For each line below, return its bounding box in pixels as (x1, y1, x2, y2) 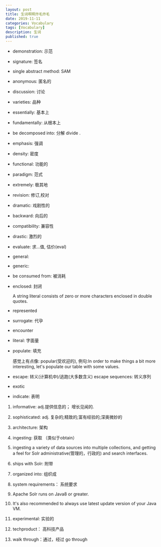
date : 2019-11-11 (5, 16, 41, 21)
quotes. (12, 298, 28, 304)
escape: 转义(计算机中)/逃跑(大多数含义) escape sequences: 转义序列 (12, 373, 152, 380)
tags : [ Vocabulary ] (5, 25, 45, 30)
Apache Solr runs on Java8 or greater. (12, 491, 89, 497)
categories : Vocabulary (5, 20, 54, 26)
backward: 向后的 (12, 213, 48, 219)
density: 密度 (12, 150, 39, 156)
